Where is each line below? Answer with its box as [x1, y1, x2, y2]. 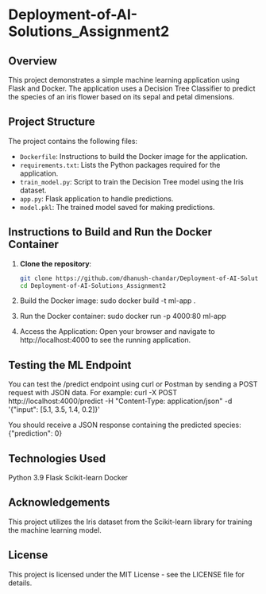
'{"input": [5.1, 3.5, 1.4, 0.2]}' [8, 405, 101, 414]
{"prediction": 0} [8, 429, 63, 438]
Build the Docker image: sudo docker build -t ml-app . [19, 296, 196, 305]
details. [8, 578, 33, 588]
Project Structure [8, 115, 95, 129]
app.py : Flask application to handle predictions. [19, 193, 174, 204]
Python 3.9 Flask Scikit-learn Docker [8, 473, 129, 482]
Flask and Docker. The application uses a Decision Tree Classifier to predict [8, 83, 256, 93]
